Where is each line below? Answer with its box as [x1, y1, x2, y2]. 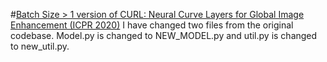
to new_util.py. [10, 40, 70, 52]
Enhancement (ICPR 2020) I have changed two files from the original [10, 19, 294, 31]
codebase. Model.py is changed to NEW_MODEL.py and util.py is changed [10, 30, 318, 41]
